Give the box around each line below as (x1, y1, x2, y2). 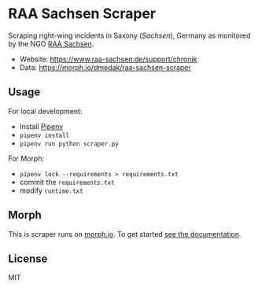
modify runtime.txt (19, 186, 84, 195)
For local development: (8, 106, 83, 116)
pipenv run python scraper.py (19, 139, 120, 148)
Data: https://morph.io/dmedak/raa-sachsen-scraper (19, 62, 191, 72)
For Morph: (8, 153, 45, 163)
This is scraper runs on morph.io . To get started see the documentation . (8, 229, 241, 238)
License (8, 252, 48, 265)
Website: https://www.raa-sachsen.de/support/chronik (19, 54, 197, 64)
